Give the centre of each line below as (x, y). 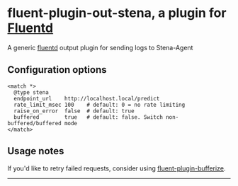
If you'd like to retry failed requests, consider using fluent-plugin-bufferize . (117, 168)
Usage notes (36, 151)
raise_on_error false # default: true (74, 111)
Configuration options (57, 70)
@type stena (32, 92)
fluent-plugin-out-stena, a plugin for (117, 13)
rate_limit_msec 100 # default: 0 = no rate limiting (100, 105)
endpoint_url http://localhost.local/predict (87, 98)
